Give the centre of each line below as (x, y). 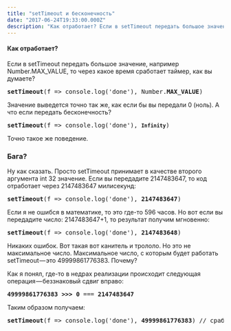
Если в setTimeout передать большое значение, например (93, 63)
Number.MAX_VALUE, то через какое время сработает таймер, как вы (110, 71)
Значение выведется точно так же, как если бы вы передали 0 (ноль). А (113, 105)
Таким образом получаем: (46, 307)
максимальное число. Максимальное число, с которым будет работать (113, 253)
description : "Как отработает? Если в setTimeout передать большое (106, 26)
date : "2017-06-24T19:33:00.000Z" (57, 20)
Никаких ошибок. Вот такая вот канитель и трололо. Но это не (99, 245)
